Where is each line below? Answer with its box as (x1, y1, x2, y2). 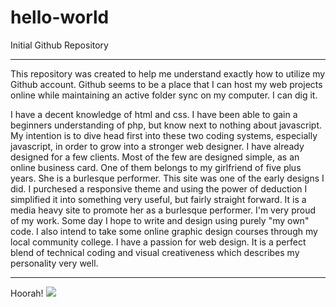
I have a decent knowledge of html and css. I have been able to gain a (10, 108, 298, 120)
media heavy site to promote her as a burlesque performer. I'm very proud (10, 204, 317, 216)
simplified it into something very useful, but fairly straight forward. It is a (10, 193, 307, 205)
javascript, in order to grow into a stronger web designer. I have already (10, 140, 305, 152)
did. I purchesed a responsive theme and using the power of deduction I (10, 182, 308, 195)
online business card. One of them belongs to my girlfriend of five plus (10, 161, 302, 173)
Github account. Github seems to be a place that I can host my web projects (10, 78, 323, 90)
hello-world (10, 6, 110, 29)
